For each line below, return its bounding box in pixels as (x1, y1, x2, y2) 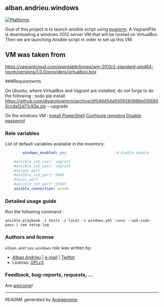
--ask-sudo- (127, 218, 152, 223)
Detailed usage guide (5, 198, 57, 204)
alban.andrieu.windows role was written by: (5, 245, 92, 251)
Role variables (5, 130, 40, 137)
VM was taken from (5, 51, 66, 59)
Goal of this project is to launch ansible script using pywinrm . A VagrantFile (5, 26, 156, 32)
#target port (14, 168, 41, 173)
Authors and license (5, 234, 54, 240)
